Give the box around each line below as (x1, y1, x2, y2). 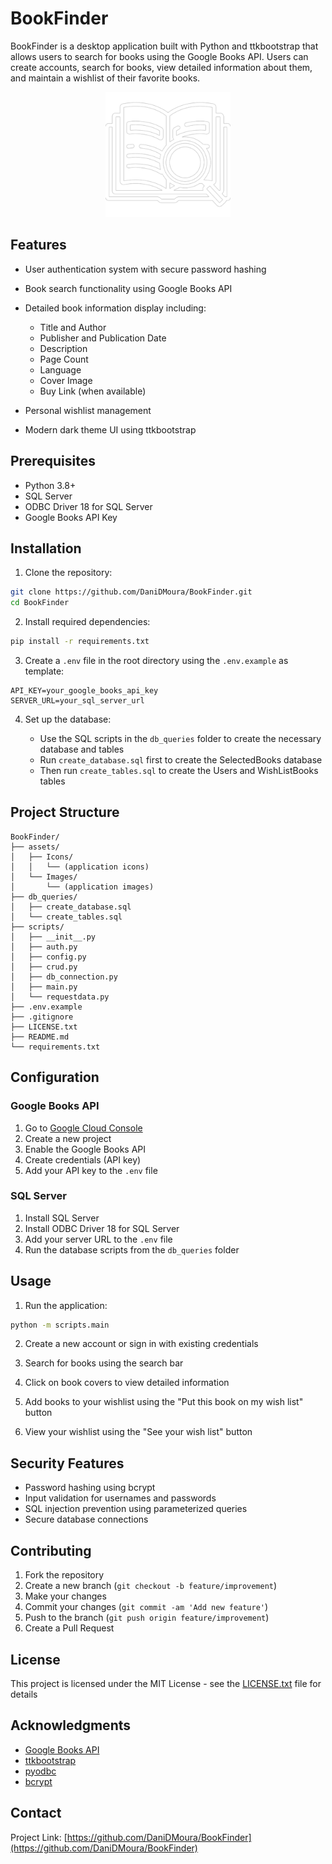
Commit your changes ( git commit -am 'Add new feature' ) (24, 1601, 269, 1613)
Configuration (10, 1069, 100, 1086)
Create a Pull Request (24, 1622, 115, 1634)
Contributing (10, 1542, 92, 1559)
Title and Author (39, 321, 107, 333)
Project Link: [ (10, 1831, 68, 1843)
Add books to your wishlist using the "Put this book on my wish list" (24, 1396, 304, 1408)
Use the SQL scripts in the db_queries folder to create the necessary (39, 733, 322, 744)
